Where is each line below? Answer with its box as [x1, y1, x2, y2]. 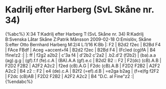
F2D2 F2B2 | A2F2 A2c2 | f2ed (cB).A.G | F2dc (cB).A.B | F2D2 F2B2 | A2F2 [5, 63, 160, 69]
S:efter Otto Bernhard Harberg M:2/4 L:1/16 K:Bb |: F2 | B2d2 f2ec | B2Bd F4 [5, 41, 161, 47]
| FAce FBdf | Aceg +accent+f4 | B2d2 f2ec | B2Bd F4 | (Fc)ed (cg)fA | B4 [5, 47, 156, 53]
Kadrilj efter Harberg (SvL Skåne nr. [5, 4, 155, 15]
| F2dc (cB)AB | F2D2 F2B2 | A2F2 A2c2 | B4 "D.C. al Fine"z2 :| [5, 73, 134, 79]
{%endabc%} [5, 79, 33, 85]
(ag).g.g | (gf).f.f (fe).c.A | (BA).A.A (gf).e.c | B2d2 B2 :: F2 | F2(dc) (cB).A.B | [5, 57, 162, 63]
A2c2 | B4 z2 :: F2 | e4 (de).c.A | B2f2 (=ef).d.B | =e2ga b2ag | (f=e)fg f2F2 [5, 68, 160, 74]
